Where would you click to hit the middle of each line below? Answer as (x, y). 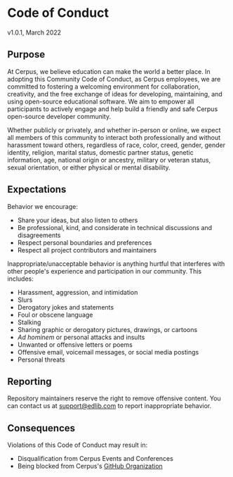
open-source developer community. (59, 116)
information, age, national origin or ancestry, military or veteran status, (109, 160)
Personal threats (41, 360)
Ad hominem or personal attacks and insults (81, 337)
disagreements (39, 235)
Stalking (29, 322)
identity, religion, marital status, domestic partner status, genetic (101, 152)
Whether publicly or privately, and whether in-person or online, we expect (114, 130)
